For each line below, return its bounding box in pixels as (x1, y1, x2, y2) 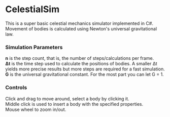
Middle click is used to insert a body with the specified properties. (5, 101, 144, 107)
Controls (5, 84, 27, 91)
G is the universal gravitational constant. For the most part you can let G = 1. (5, 71, 164, 77)
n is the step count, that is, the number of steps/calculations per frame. (5, 55, 154, 61)
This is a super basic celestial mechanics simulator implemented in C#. (5, 20, 154, 26)
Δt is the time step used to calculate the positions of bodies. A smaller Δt (5, 61, 157, 67)
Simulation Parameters (5, 44, 63, 51)
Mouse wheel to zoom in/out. (5, 106, 66, 112)
